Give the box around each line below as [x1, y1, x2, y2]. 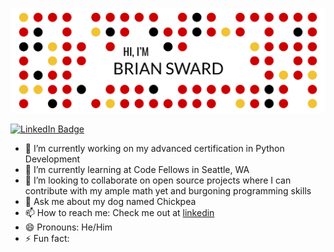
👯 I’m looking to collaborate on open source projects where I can [24, 174, 292, 186]
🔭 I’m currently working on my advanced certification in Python [24, 142, 285, 154]
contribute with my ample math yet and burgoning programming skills [24, 184, 312, 197]
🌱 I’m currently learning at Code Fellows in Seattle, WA [24, 163, 250, 175]
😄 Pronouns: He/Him [24, 221, 113, 233]
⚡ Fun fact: [24, 232, 70, 244]
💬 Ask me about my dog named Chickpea [24, 195, 197, 207]
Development [24, 153, 81, 165]
